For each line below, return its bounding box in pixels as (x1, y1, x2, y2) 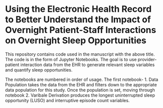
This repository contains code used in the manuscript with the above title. (5, 51, 155, 57)
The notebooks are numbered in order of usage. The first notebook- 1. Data (5, 76, 159, 82)
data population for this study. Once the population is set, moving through (5, 87, 155, 93)
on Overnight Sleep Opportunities (5, 35, 147, 46)
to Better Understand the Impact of (5, 14, 151, 25)
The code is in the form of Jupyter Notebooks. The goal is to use (5, 56, 137, 62)
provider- (137, 56, 157, 62)
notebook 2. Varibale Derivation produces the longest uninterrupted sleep (5, 92, 155, 98)
